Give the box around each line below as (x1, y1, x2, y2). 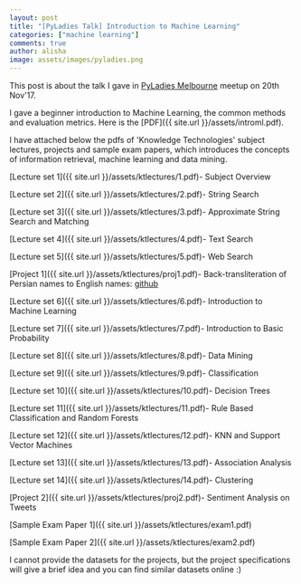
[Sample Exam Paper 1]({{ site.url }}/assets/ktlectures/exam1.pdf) (9, 520, 252, 530)
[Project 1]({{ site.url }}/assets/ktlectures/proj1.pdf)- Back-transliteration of (9, 269, 287, 279)
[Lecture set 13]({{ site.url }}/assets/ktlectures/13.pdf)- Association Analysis (9, 457, 292, 467)
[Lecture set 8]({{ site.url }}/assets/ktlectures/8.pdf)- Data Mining (9, 350, 253, 360)
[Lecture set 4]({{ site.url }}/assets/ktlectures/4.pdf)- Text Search (9, 234, 253, 244)
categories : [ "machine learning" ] (9, 30, 140, 39)
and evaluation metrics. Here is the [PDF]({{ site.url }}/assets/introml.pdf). (9, 117, 285, 128)
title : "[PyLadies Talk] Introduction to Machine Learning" (9, 22, 241, 31)
